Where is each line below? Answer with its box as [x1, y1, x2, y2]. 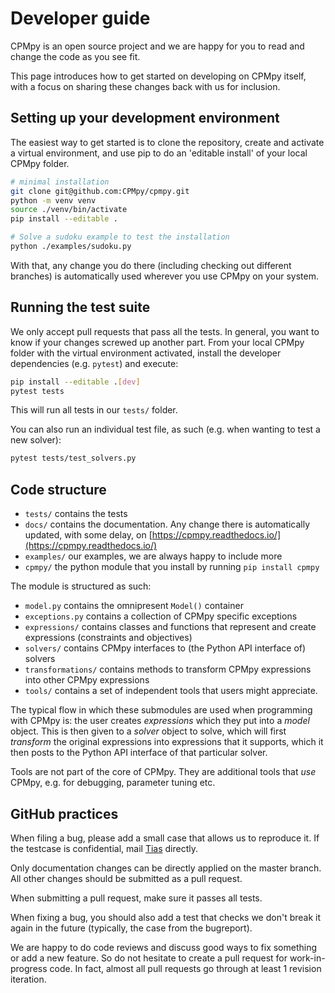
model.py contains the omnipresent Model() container [24, 600, 244, 612]
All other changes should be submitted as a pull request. [10, 872, 243, 884]
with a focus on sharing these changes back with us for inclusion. [10, 80, 281, 92]
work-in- [289, 952, 326, 964]
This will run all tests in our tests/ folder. [10, 404, 178, 416]
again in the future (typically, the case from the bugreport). [10, 922, 253, 934]
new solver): [10, 434, 62, 446]
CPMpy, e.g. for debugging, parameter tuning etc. [10, 777, 216, 789]
